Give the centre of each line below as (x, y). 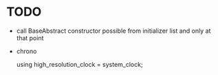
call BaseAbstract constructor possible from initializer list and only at (113, 31)
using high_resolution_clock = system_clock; (79, 64)
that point (30, 37)
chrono (26, 51)
